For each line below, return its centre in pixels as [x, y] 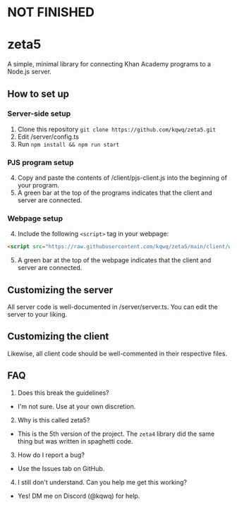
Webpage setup [35, 219]
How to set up [38, 93]
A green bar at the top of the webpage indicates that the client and [114, 260]
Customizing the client [58, 337]
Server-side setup [39, 114]
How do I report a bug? [51, 455]
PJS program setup [41, 162]
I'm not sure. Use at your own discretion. [77, 406]
